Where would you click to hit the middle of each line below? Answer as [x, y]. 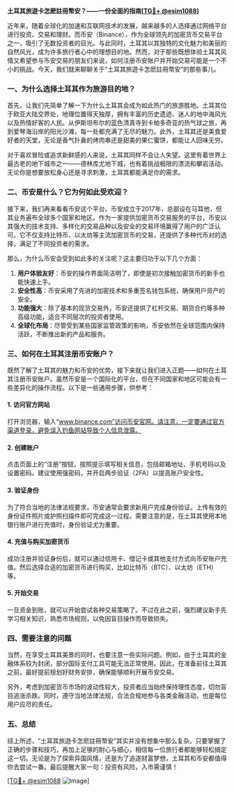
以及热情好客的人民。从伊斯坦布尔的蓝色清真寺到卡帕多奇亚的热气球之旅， [114, 123]
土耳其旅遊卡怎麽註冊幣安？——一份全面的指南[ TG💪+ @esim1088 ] [103, 11]
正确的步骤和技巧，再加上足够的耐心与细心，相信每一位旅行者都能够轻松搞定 [117, 749]
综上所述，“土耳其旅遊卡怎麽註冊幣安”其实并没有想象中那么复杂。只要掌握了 [117, 740]
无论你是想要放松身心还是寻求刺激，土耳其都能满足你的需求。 [96, 173]
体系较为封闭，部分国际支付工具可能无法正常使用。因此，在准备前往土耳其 [120, 663]
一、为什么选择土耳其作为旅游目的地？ [71, 88]
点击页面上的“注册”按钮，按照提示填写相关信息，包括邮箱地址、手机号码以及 [117, 464]
